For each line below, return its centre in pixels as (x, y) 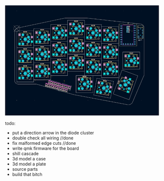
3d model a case (29, 158)
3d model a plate (29, 164)
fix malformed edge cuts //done (44, 143)
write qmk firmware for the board (45, 148)
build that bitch (27, 174)
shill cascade (25, 153)
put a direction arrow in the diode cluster (53, 133)
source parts (25, 169)
